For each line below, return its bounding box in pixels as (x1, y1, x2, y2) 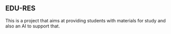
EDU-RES (5, 4, 36, 13)
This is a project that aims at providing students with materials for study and (5, 17, 166, 23)
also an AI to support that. (5, 23, 60, 29)
